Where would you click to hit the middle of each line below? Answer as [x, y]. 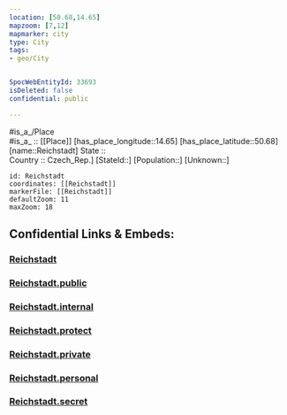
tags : [19, 50]
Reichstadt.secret [49, 402]
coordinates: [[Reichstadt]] [63, 184]
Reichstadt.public [48, 282]
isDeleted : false [41, 90]
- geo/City [29, 58]
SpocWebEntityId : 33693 [53, 82]
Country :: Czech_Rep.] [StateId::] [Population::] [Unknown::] [119, 159]
